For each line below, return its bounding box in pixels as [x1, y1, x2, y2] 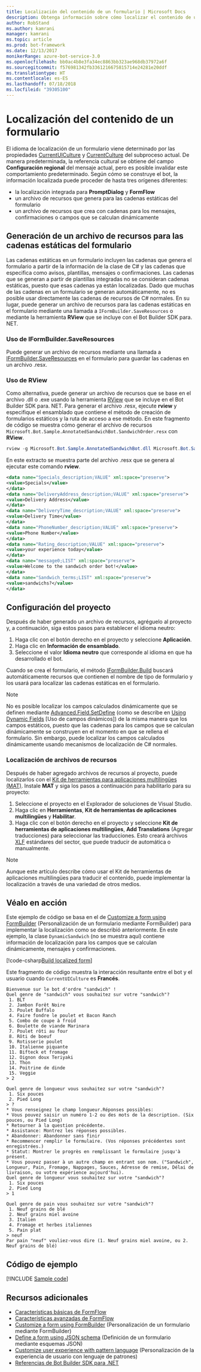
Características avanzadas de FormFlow [14, 1315, 114, 1322]
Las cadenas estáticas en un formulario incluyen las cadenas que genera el [6, 256, 192, 263]
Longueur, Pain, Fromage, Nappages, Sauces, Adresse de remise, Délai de [6, 1164, 194, 1170]
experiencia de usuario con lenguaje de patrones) [14, 1353, 138, 1360]
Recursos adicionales [6, 1292, 89, 1303]
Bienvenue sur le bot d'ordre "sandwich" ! [6, 987, 117, 993]
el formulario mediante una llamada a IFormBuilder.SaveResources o [6, 307, 173, 314]
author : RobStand [6, 20, 50, 26]
